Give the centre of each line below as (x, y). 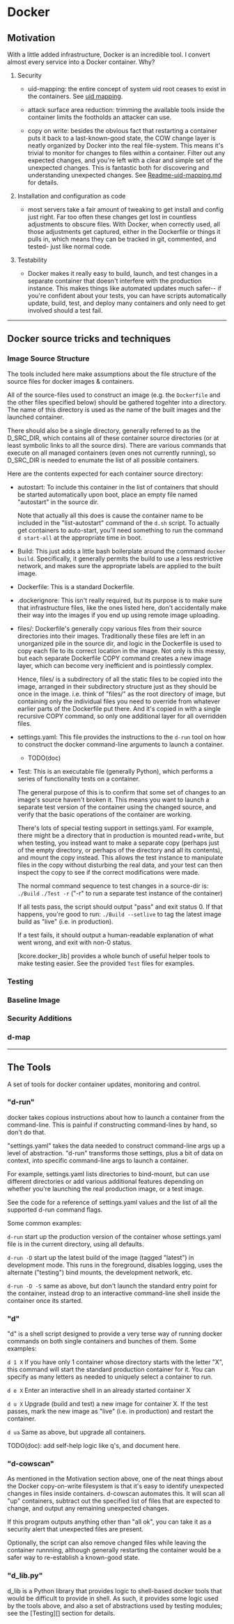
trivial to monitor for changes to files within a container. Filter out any (126, 153)
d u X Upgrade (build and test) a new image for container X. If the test (108, 1404)
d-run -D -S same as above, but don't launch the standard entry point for (112, 1286)
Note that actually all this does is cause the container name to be (110, 515)
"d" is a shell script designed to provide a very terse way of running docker (115, 1334)
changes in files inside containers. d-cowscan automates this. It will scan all (116, 1494)
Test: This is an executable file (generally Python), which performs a (115, 771)
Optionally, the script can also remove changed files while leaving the (107, 1543)
